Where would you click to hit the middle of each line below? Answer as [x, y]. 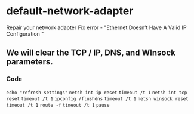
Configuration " [25, 33]
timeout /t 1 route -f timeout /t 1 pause [58, 105]
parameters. [30, 62]
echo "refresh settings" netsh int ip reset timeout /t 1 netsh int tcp [97, 93]
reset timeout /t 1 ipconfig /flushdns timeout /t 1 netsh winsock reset [98, 99]
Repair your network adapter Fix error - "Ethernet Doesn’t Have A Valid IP [96, 27]
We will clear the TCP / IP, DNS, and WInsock [91, 53]
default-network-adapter [70, 11]
